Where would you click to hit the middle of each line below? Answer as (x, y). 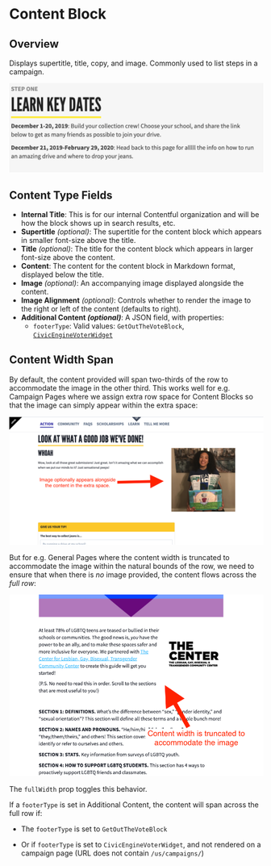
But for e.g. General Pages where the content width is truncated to (120, 557)
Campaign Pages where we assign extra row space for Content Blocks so (131, 396)
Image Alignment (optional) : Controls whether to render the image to (136, 300)
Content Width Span (61, 360)
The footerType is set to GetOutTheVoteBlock (94, 829)
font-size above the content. (68, 257)
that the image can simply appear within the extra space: (104, 405)
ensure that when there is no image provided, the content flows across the (133, 575)
